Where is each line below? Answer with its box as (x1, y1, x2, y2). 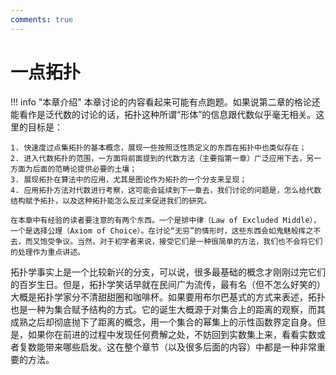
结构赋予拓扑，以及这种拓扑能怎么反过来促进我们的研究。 (10, 196, 212, 206)
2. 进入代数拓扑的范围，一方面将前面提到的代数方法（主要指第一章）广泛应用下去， (10, 153, 307, 163)
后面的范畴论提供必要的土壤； (32, 164, 138, 174)
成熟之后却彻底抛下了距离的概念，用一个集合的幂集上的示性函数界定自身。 (10, 316, 317, 328)
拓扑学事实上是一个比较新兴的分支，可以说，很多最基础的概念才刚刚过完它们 (10, 266, 326, 278)
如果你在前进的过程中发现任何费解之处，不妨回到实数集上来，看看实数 (27, 328, 317, 340)
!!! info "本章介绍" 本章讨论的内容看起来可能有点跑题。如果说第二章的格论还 (10, 96, 321, 108)
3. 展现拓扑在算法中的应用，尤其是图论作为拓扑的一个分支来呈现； (10, 174, 248, 185)
